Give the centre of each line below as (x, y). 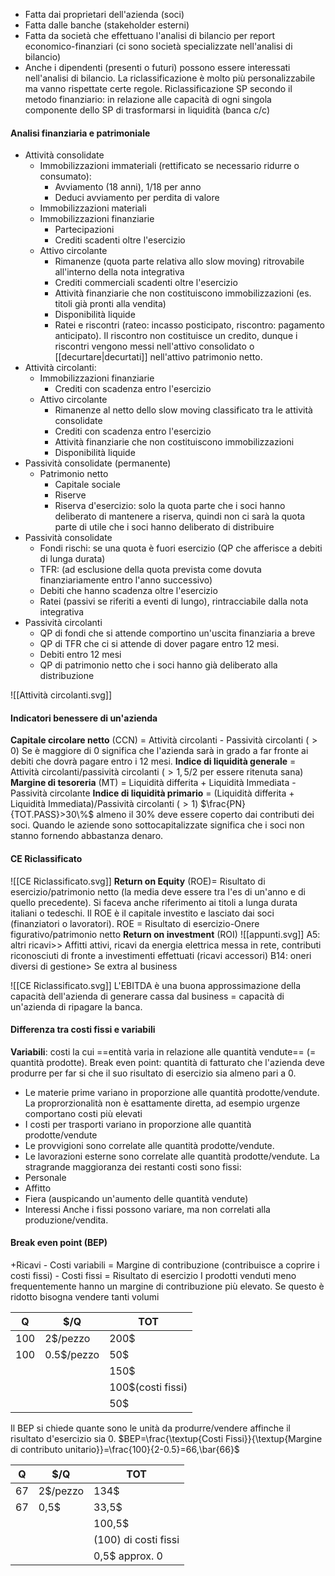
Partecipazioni (84, 230)
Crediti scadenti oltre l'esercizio (120, 240)
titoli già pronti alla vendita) (110, 304)
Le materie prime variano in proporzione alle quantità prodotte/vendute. (172, 1092)
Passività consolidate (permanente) (98, 463)
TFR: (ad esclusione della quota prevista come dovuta (150, 570)
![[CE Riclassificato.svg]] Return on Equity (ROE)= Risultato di (138, 881)
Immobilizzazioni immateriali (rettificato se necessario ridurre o (169, 166)
